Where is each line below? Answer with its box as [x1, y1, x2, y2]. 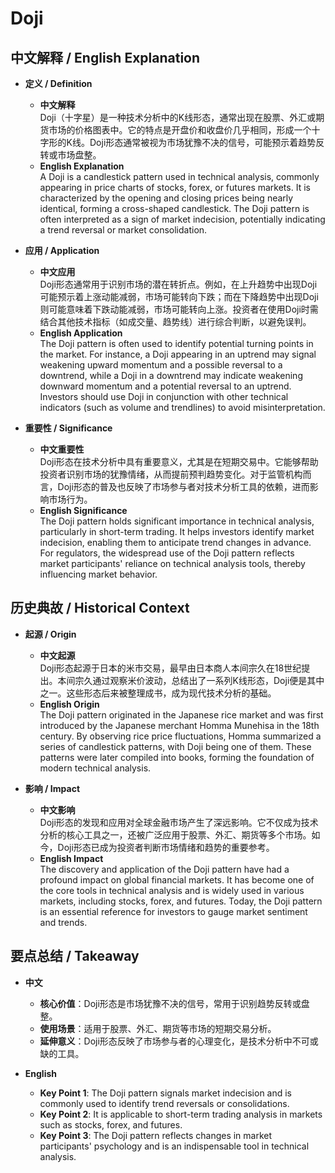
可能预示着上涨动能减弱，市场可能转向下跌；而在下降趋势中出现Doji [39, 291, 319, 302]
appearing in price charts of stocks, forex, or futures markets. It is [39, 182, 311, 193]
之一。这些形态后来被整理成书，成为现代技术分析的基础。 [39, 687, 277, 699]
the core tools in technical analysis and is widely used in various [39, 884, 305, 896]
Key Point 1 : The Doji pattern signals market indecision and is [39, 1087, 293, 1099]
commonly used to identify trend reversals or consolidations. [39, 1097, 290, 1109]
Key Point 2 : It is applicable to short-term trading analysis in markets [39, 1108, 323, 1120]
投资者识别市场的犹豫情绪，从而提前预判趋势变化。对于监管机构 [39, 468, 303, 480]
